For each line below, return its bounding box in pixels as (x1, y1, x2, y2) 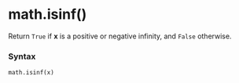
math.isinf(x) (8, 69, 55, 77)
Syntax (8, 51, 36, 62)
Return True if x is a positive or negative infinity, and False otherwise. (8, 31, 232, 41)
